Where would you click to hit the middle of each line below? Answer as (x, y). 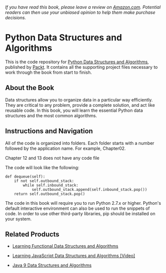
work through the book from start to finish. (49, 72)
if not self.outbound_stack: (44, 181)
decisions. (16, 18)
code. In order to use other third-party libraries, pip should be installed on (80, 213)
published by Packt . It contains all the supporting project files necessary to (82, 67)
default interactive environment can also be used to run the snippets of (78, 208)
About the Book (30, 88)
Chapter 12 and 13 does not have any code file (53, 158)
